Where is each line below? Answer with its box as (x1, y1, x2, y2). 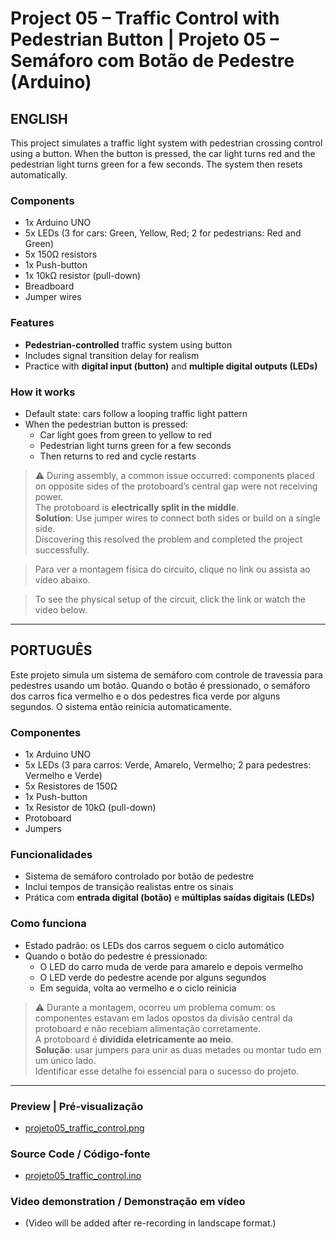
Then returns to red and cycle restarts (39, 450, 197, 462)
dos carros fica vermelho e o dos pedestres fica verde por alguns (10, 690, 281, 702)
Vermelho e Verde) (24, 770, 103, 781)
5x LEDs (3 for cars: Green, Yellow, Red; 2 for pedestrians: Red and (24, 227, 302, 239)
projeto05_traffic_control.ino (24, 1170, 142, 1182)
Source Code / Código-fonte (10, 1147, 151, 1161)
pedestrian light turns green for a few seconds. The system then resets (10, 158, 303, 170)
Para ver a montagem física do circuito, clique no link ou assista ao (34, 563, 311, 575)
